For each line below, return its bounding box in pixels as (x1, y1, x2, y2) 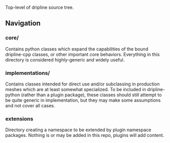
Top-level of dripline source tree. (5, 5, 74, 10)
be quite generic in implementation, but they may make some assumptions (5, 97, 161, 103)
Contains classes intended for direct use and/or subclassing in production (5, 81, 160, 87)
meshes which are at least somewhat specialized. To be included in (5, 86, 146, 92)
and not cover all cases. (5, 102, 55, 108)
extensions (5, 115, 33, 122)
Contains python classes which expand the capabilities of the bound (5, 46, 149, 52)
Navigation (5, 19, 41, 27)
